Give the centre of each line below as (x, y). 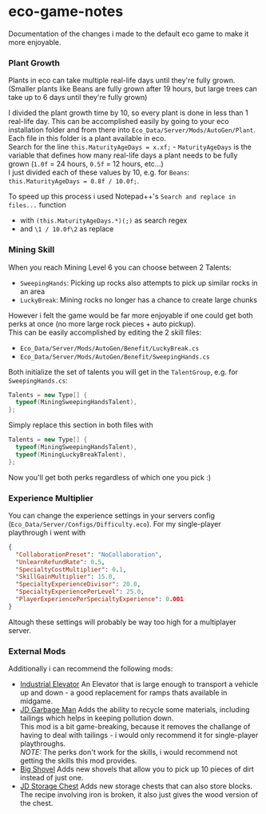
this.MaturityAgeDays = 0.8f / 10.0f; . (74, 181)
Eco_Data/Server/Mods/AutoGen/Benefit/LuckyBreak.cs (109, 348)
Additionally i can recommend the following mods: (91, 669)
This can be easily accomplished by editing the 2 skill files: (105, 332)
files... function (37, 205)
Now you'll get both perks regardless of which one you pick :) (110, 477)
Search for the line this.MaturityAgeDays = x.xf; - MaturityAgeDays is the (130, 147)
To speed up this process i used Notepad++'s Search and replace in (122, 196)
